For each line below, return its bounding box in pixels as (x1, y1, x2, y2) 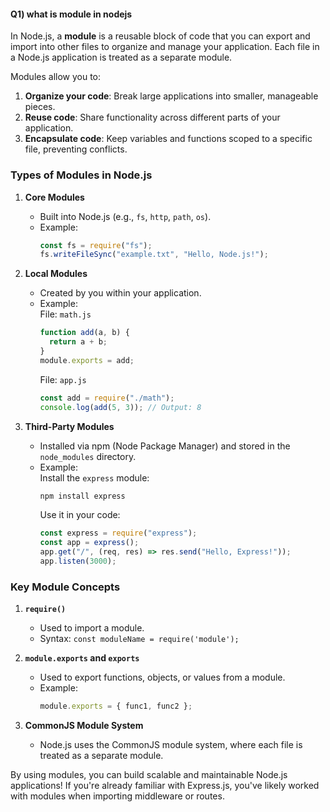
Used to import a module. (39, 622, 145, 634)
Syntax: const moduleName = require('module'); (39, 633, 240, 645)
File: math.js (39, 308, 92, 320)
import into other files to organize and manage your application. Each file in (10, 41, 320, 53)
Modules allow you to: (10, 71, 102, 83)
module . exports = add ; (39, 355, 135, 365)
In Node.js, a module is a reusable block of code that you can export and (10, 30, 311, 42)
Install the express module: (39, 471, 150, 484)
